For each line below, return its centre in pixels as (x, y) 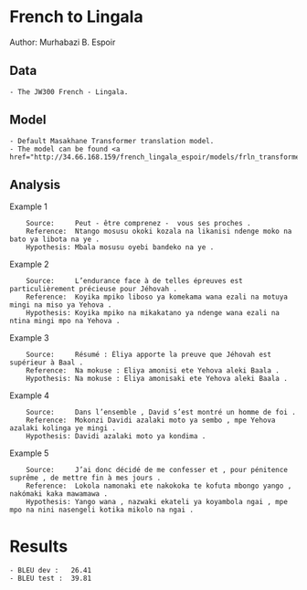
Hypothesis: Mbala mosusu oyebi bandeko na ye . (120, 248)
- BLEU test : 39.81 (51, 579)
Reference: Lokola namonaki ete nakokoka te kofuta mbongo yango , (159, 486)
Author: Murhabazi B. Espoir (63, 42)
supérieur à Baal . (47, 363)
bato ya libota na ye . (55, 239)
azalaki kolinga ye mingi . (63, 428)
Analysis (35, 184)
